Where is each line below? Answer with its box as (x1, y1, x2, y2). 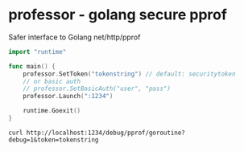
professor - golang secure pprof (8, 6, 228, 24)
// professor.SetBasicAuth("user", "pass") (23, 84, 172, 93)
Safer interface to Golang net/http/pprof (8, 32, 141, 42)
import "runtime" (8, 47, 67, 55)
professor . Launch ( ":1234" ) (23, 92, 114, 101)
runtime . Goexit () (23, 107, 81, 115)
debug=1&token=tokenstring (8, 135, 99, 144)
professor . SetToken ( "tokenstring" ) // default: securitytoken (23, 70, 236, 78)
